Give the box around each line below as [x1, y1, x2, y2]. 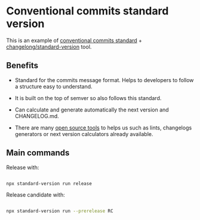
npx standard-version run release [6, 180, 93, 186]
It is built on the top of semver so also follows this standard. [14, 94, 162, 101]
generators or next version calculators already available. [14, 130, 153, 137]
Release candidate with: [6, 191, 65, 198]
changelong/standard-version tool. [6, 43, 92, 50]
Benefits [6, 61, 39, 71]
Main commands [6, 148, 70, 158]
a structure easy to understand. [14, 83, 93, 90]
